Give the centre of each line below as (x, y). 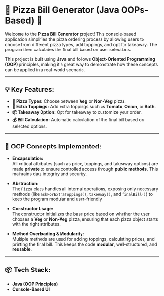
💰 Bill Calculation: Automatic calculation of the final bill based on (78, 119)
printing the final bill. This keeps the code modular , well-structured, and (84, 244)
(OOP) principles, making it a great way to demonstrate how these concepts (82, 64)
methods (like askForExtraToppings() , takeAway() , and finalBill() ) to (82, 194)
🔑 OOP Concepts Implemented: (53, 147)
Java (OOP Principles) (35, 284)
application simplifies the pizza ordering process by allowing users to (75, 39)
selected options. (30, 126)
